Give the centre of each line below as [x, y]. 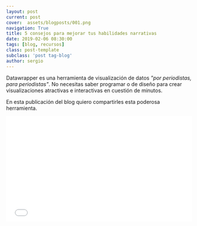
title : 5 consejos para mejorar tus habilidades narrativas [82, 34]
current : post [24, 17]
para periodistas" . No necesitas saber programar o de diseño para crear [94, 84]
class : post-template [33, 50]
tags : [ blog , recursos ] [35, 45]
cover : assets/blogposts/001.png [49, 22]
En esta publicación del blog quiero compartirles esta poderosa [83, 101]
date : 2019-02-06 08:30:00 [39, 39]
